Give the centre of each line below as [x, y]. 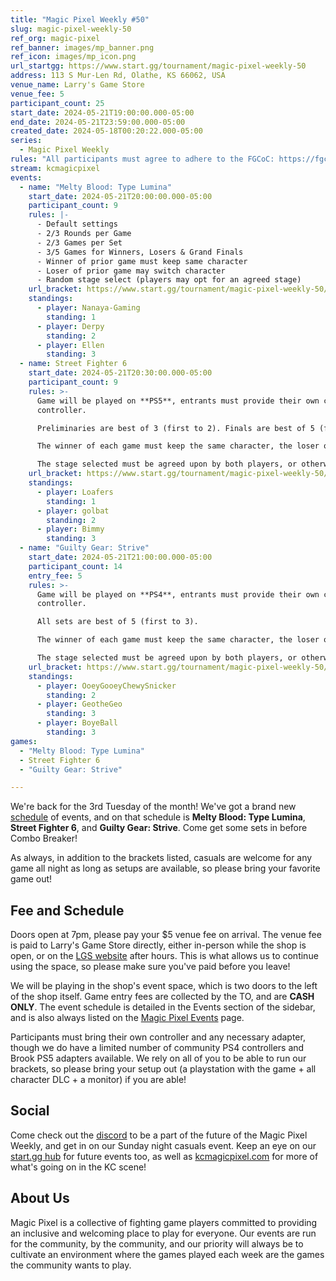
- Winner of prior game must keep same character [142, 261]
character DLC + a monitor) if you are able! [98, 1080]
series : [26, 141]
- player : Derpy [70, 326]
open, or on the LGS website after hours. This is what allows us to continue [164, 956]
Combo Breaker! [44, 838]
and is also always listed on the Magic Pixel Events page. [127, 1018]
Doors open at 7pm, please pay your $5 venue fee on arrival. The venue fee [166, 935]
